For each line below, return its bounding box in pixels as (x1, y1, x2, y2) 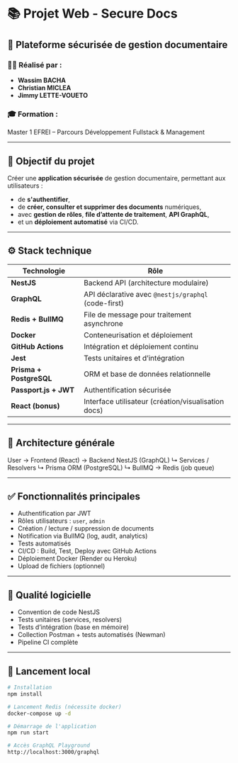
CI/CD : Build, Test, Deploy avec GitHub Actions (17, 547, 157, 555)
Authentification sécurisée (84, 385, 171, 395)
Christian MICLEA (17, 83, 72, 92)
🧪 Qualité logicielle (7, 589, 91, 601)
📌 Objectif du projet (7, 155, 95, 167)
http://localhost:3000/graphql (7, 749, 100, 756)
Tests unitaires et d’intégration (84, 353, 185, 363)
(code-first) (84, 298, 124, 308)
